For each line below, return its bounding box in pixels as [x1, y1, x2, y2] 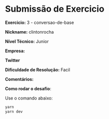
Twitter [5, 57, 21, 63]
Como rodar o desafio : [5, 85, 51, 91]
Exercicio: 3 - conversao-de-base [5, 20, 74, 25]
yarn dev [5, 109, 23, 114]
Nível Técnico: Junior [5, 38, 49, 44]
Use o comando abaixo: [5, 95, 53, 101]
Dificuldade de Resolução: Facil [5, 67, 70, 73]
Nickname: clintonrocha [5, 29, 54, 35]
